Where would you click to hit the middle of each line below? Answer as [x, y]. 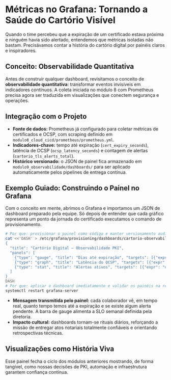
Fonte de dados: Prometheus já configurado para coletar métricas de [85, 129]
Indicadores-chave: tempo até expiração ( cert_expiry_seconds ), [81, 145]
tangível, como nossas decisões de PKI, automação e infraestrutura [76, 367]
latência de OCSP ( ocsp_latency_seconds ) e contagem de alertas [80, 150]
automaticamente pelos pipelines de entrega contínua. [70, 172]
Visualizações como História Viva [60, 349]
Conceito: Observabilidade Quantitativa [69, 66]
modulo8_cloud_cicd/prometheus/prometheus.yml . [63, 140]
